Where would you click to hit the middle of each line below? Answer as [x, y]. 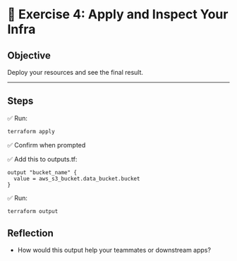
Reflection [31, 233]
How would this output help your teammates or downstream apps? [114, 250]
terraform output [33, 211]
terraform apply [31, 131]
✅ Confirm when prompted [47, 145]
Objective [29, 55]
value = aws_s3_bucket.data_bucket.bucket [77, 178]
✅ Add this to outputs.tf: [42, 159]
